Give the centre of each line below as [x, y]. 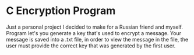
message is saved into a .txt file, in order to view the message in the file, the [97, 39]
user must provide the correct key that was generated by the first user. [91, 46]
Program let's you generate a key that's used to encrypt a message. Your [94, 33]
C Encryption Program [61, 11]
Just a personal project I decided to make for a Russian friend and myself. [95, 27]
